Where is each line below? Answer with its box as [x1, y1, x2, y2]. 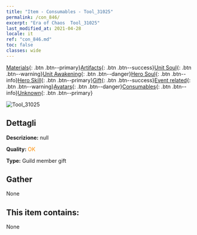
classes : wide [6, 48, 42, 54]
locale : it [6, 31, 33, 37]
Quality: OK [6, 146, 36, 153]
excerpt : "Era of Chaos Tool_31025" [6, 20, 100, 26]
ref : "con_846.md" [6, 36, 52, 42]
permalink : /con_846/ [6, 14, 60, 20]
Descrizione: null [6, 134, 49, 141]
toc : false [6, 42, 33, 48]
